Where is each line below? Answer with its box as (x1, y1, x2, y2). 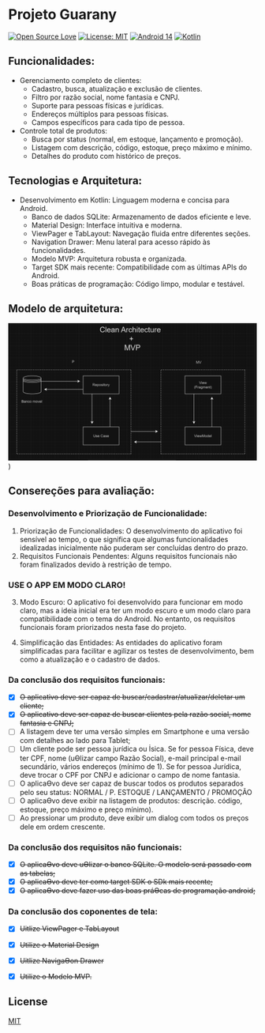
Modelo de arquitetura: (8, 302, 124, 315)
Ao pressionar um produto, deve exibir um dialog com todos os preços (19, 812, 249, 823)
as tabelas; (19, 869, 56, 878)
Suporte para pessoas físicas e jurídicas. (31, 100, 164, 110)
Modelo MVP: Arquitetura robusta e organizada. (31, 254, 187, 263)
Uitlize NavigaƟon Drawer (19, 956, 104, 965)
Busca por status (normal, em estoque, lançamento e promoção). (31, 134, 244, 144)
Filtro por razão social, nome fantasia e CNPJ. (31, 92, 180, 102)
